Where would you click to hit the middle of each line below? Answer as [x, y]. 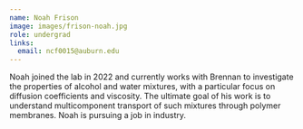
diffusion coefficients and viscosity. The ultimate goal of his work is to [140, 97]
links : [22, 43]
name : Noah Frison [44, 18]
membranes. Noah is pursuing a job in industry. [98, 115]
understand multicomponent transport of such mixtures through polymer [145, 106]
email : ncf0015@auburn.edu [68, 51]
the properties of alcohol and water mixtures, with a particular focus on [142, 87]
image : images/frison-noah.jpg [68, 26]
